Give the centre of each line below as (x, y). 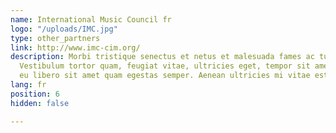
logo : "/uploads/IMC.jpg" (64, 29)
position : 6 (35, 94)
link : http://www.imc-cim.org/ (75, 47)
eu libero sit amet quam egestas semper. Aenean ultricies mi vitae (165, 76)
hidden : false (40, 103)
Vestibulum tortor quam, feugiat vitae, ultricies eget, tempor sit (165, 66)
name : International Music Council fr (91, 19)
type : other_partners (55, 38)
